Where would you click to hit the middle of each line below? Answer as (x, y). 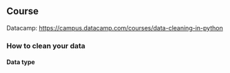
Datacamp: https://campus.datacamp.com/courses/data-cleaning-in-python (115, 28)
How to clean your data (46, 45)
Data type (21, 62)
